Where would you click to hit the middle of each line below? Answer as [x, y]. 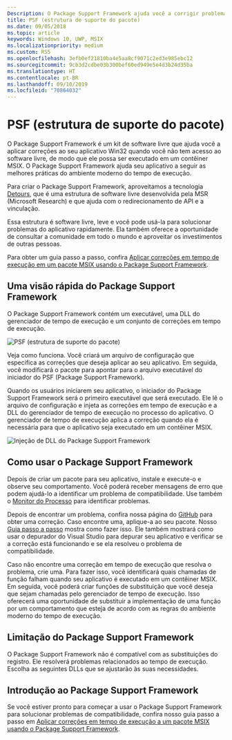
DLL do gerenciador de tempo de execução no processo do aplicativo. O [110, 412]
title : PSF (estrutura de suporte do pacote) [74, 20]
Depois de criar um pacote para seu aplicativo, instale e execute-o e [104, 479]
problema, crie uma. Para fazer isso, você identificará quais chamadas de [112, 572]
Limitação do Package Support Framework [101, 637]
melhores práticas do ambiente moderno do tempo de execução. [99, 173]
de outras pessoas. [35, 244]
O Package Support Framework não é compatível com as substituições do [113, 654]
